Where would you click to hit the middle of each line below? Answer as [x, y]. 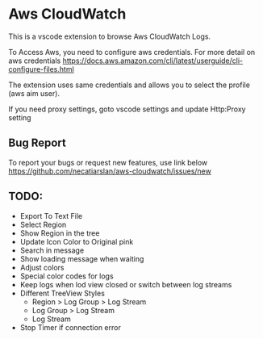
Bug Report [38, 143]
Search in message [52, 250]
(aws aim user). [34, 93]
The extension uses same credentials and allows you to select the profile [129, 85]
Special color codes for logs [67, 276]
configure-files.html [41, 69]
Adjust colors [42, 267]
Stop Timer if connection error [70, 327]
